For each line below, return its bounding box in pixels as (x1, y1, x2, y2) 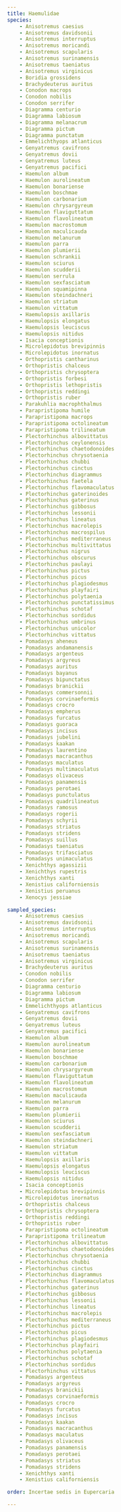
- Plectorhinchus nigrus (19, 548, 90, 555)
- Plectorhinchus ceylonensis (19, 439, 106, 446)
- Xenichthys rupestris (19, 869, 88, 876)
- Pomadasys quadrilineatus (19, 798, 99, 805)
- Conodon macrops (19, 87, 72, 94)
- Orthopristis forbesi (19, 375, 88, 382)
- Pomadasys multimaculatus (19, 766, 99, 773)
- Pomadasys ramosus (19, 804, 78, 811)
